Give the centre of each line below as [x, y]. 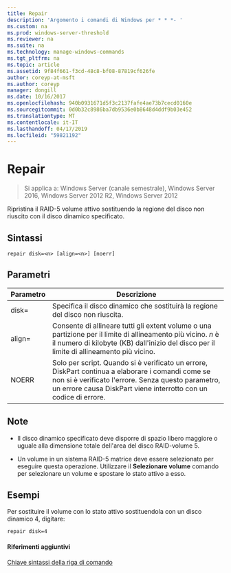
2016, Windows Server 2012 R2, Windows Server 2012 [101, 196]
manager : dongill [32, 90]
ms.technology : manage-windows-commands [66, 52]
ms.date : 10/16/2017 [37, 97]
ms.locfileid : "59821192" [44, 135]
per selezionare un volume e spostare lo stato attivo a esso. [101, 473]
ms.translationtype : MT [41, 116]
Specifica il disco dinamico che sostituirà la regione [135, 306]
